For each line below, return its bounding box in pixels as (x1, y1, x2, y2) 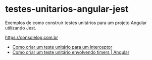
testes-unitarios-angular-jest (5, 3, 129, 15)
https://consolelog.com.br (5, 34, 58, 40)
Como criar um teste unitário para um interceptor (12, 44, 112, 50)
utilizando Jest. (5, 25, 36, 30)
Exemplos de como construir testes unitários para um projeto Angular (5, 20, 147, 26)
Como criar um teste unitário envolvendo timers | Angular (12, 49, 130, 55)
